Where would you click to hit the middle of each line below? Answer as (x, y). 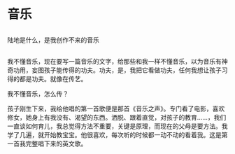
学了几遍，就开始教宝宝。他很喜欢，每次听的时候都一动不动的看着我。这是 (114, 134)
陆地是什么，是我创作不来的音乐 (53, 40)
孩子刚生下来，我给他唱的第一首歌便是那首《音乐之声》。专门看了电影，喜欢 (116, 108)
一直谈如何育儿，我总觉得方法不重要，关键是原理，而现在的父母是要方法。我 (117, 126)
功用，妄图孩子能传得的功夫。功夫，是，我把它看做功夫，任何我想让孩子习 (120, 70)
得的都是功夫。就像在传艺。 (47, 78)
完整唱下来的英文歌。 (56, 143)
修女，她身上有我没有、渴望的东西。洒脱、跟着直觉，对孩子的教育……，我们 (117, 117)
